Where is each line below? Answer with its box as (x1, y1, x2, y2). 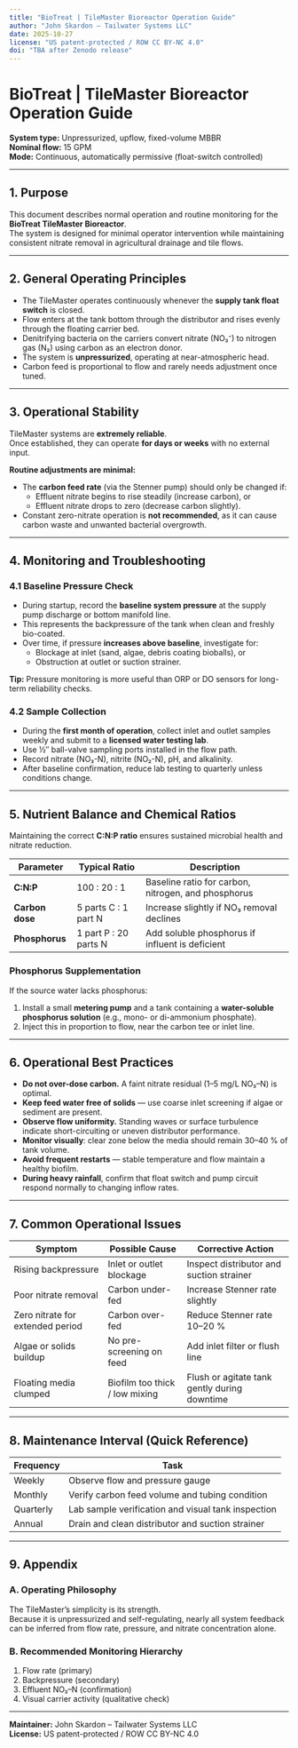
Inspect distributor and (186, 1258, 282, 1270)
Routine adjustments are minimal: (9, 464, 136, 475)
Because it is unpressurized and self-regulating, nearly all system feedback (9, 1613, 286, 1624)
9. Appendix (9, 1557, 78, 1572)
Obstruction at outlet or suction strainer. (35, 656, 182, 667)
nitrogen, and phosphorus (145, 887, 254, 900)
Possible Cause (109, 1243, 177, 1255)
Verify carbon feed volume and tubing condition (68, 1489, 268, 1501)
